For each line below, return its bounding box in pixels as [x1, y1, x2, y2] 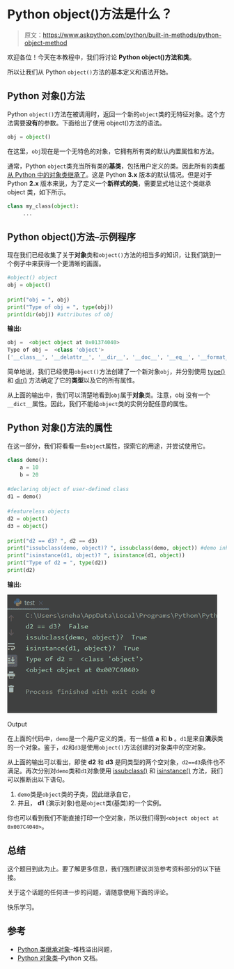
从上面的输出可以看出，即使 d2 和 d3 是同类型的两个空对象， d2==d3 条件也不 [7, 757, 226, 766]
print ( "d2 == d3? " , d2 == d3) [7, 537, 98, 544]
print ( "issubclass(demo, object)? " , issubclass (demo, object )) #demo [7, 545, 217, 552]
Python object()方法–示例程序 [7, 231, 136, 242]
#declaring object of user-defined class [7, 486, 130, 493]
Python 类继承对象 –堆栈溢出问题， [17, 945, 116, 953]
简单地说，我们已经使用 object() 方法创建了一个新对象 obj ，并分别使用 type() [7, 367, 226, 376]
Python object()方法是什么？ [7, 6, 173, 22]
